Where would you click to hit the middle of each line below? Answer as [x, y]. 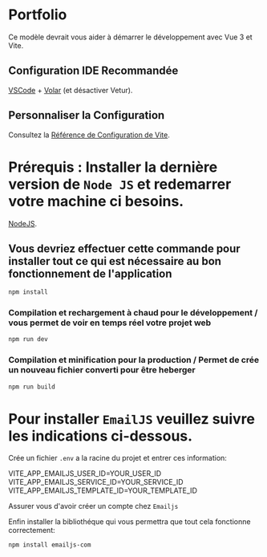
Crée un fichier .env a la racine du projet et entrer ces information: [117, 458]
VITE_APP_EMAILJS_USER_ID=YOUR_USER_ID [85, 474]
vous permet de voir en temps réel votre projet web [110, 323]
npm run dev [28, 339]
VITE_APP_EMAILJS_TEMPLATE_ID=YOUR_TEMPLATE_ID [103, 490]
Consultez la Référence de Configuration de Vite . [89, 135]
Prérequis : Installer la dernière [113, 167]
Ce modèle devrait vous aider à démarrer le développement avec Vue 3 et [130, 37]
